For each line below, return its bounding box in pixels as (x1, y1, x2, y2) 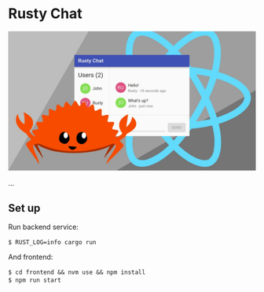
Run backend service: (8, 222, 79, 232)
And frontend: (8, 253, 53, 262)
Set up (8, 201, 41, 215)
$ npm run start (8, 276, 61, 284)
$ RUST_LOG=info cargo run (8, 238, 97, 246)
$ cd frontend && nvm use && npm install (8, 268, 146, 276)
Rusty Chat (8, 5, 82, 23)
